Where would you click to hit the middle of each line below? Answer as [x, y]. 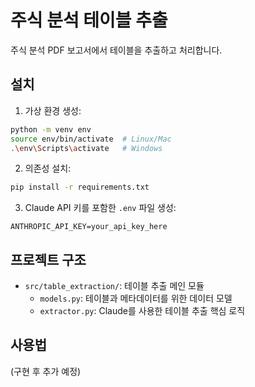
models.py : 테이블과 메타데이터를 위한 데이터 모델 [136, 298]
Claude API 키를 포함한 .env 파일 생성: [100, 208]
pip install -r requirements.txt [80, 187]
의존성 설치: [48, 168]
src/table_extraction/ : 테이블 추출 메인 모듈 [114, 286]
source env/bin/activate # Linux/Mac [91, 139]
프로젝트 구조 [48, 259]
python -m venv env [51, 129]
